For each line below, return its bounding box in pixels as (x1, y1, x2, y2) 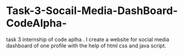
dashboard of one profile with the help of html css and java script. (6, 42, 166, 49)
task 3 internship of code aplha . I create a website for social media (6, 36, 169, 43)
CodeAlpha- (6, 16, 67, 30)
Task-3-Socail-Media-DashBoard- (6, 4, 178, 18)
